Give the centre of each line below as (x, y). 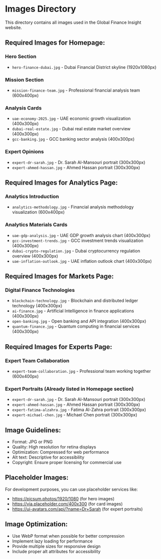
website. (14, 27)
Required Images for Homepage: (55, 43)
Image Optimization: (36, 524)
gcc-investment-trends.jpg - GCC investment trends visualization (78, 240)
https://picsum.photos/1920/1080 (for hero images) (63, 498)
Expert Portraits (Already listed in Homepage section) (70, 389)
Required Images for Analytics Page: (61, 183)
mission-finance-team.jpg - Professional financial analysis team (76, 90)
